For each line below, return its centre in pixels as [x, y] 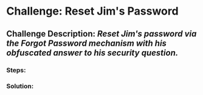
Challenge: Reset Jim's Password [92, 11]
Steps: [16, 70]
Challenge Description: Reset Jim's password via [101, 34]
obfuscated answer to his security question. [92, 53]
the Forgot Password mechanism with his [87, 43]
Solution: [20, 86]
